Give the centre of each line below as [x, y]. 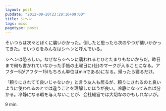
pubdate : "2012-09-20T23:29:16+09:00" [45, 14]
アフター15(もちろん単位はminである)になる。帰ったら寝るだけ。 [91, 72]
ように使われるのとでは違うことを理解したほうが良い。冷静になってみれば [81, 88]
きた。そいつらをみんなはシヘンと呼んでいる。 [57, 49]
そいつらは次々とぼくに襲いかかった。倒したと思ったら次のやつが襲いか [79, 43]
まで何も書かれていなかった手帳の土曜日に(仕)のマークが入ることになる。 [81, 66]
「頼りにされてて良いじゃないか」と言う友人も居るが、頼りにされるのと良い [83, 82]
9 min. [12, 105]
